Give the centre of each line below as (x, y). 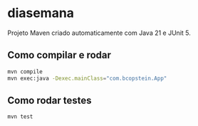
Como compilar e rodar (59, 55)
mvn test (20, 117)
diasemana (41, 13)
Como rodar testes (49, 100)
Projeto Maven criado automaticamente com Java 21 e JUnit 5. (99, 33)
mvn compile (25, 72)
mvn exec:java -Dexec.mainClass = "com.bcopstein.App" (87, 78)
